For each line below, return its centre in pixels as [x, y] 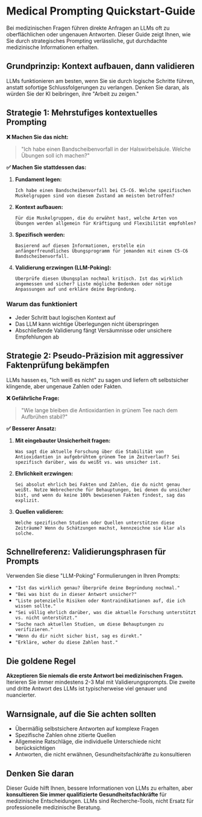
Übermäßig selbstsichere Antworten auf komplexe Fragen [87, 729]
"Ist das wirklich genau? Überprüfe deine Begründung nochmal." [97, 588]
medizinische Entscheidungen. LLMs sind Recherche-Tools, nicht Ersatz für [100, 801]
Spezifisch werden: [40, 234]
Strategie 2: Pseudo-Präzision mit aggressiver [95, 356]
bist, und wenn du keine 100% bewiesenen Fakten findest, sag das [100, 495]
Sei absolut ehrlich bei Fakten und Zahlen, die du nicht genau [97, 485]
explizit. [27, 500]
